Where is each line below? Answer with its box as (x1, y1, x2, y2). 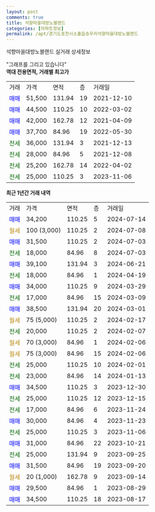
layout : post (6, 8, 39, 15)
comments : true (6, 14, 44, 20)
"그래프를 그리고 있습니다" (6, 61, 67, 68)
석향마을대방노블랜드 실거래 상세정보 (6, 48, 91, 56)
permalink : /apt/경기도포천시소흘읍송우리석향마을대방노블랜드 (6, 31, 138, 37)
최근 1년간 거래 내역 (6, 189, 51, 197)
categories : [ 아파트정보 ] (6, 25, 64, 32)
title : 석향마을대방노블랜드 (6, 20, 66, 26)
